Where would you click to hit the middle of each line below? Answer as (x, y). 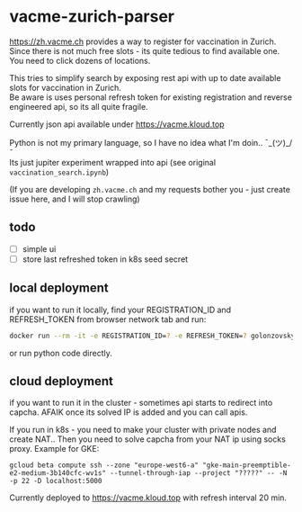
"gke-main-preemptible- (247, 465)
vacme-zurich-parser (92, 17)
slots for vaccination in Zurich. (65, 87)
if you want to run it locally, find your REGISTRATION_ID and (120, 310)
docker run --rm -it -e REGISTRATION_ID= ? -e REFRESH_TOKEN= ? (128, 336)
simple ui (39, 248)
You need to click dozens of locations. (80, 60)
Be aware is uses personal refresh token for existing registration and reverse (151, 97)
